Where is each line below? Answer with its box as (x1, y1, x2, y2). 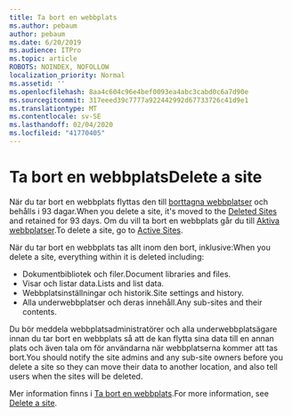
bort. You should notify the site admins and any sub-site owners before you (9, 352, 283, 363)
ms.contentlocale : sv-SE (9, 112, 101, 121)
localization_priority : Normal (9, 71, 126, 80)
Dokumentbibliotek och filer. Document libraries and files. (21, 268, 231, 279)
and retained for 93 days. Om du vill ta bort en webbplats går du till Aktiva (9, 215, 280, 226)
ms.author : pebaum (9, 21, 77, 30)
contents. (21, 306, 58, 316)
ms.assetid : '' (9, 79, 66, 88)
